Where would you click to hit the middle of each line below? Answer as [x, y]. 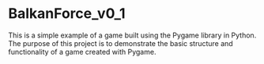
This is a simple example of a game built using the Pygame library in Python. [132, 35]
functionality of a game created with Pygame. [82, 52]
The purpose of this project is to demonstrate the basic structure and [121, 43]
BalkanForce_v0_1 [67, 14]
